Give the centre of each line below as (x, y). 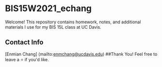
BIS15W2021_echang (49, 8)
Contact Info (24, 42)
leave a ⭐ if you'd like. (27, 59)
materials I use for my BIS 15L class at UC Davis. (53, 27)
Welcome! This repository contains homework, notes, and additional (73, 22)
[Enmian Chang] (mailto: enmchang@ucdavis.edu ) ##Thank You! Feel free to (81, 54)
